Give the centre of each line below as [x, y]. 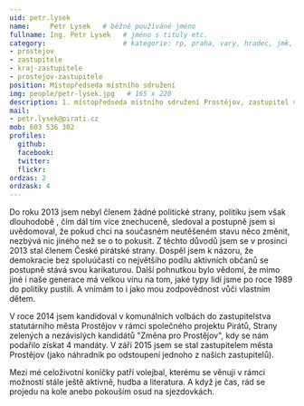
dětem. [23, 299]
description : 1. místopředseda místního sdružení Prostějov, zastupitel [149, 102]
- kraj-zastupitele [46, 69]
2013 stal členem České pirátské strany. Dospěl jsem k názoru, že [132, 251]
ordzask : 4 [30, 187]
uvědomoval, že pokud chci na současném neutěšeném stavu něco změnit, [150, 231]
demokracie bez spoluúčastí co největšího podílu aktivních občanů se [139, 260]
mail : [19, 111]
